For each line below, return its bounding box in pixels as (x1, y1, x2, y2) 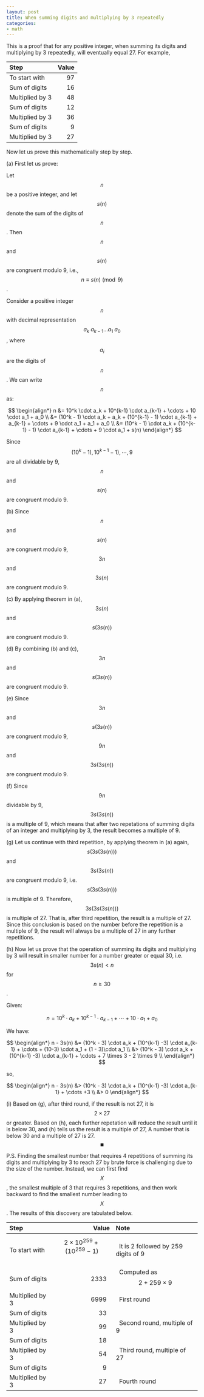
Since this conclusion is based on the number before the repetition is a (6, 921, 183, 928)
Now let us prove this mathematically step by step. (6, 148, 132, 155)
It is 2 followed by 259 (119, 1242, 183, 1251)
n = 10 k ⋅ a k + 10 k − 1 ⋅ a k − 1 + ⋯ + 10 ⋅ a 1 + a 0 (46, 1013, 158, 1023)
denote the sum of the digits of (6, 210, 84, 217)
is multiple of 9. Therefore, (6, 895, 73, 902)
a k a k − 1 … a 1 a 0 (83, 326, 121, 334)
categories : (6, 20, 36, 26)
